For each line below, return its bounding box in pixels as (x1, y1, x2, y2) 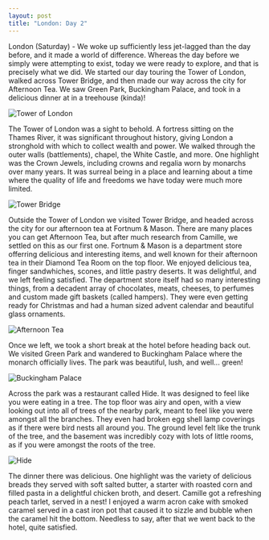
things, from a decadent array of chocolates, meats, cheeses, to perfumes (8, 283, 255, 293)
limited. (8, 183, 33, 193)
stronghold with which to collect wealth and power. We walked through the (8, 141, 255, 150)
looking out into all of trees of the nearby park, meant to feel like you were (8, 406, 253, 415)
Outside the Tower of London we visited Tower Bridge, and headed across (8, 215, 255, 225)
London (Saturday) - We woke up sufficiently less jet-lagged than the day (8, 41, 251, 51)
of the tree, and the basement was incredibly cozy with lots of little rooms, (8, 431, 255, 441)
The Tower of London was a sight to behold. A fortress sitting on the (8, 124, 234, 134)
